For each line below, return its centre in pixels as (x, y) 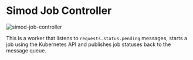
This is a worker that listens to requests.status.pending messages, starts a (97, 38)
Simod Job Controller (59, 11)
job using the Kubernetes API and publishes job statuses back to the (89, 44)
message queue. (26, 50)
